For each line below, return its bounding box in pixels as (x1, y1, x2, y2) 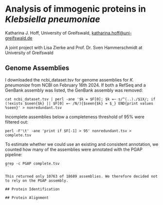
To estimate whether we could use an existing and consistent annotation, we (5, 141, 159, 147)
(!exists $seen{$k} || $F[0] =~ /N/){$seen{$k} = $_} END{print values (5, 101, 153, 106)
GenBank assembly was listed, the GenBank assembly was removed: (5, 87, 143, 93)
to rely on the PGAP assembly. (5, 178, 69, 183)
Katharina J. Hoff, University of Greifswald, (5, 30, 91, 36)
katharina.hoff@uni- (91, 30, 132, 36)
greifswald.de (5, 35, 33, 41)
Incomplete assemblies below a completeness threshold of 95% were (5, 114, 145, 120)
